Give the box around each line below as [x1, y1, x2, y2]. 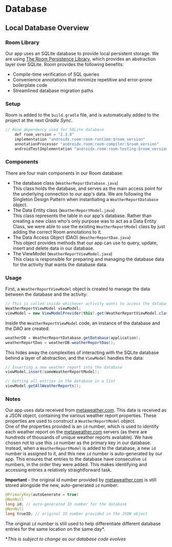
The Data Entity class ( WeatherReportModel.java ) [12, 207, 115, 213]
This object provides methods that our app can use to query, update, [12, 239, 158, 246]
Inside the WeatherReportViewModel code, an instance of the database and [5, 320, 160, 326]
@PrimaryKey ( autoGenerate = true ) [5, 492, 79, 497]
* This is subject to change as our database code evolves [5, 536, 126, 542]
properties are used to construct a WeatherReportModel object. [5, 418, 136, 424]
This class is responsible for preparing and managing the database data [12, 256, 165, 262]
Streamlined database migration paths [12, 87, 94, 94]
